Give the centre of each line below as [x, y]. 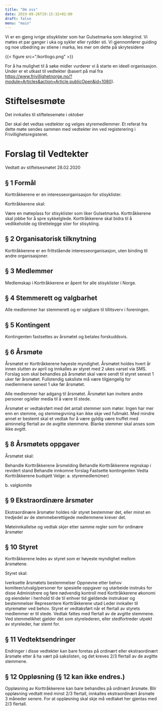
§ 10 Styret [21, 547]
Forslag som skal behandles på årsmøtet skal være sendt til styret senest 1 [80, 374]
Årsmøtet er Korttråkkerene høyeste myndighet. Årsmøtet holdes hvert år [78, 364]
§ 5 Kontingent [28, 325]
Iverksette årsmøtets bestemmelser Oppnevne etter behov [64, 583]
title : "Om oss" [21, 9]
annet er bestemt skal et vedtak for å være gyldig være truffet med [72, 419]
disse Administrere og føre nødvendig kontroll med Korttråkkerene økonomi [80, 593]
